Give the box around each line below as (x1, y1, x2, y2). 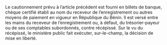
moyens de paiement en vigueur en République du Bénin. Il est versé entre (5, 15, 159, 20)
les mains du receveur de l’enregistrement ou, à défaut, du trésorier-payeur (5, 20, 160, 25)
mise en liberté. (5, 35, 37, 41)
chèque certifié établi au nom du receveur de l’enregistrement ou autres (5, 9, 153, 15)
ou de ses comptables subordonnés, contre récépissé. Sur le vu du (5, 25, 143, 31)
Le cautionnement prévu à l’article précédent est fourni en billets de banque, (5, 4, 162, 10)
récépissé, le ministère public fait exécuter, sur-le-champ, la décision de (5, 30, 154, 36)
